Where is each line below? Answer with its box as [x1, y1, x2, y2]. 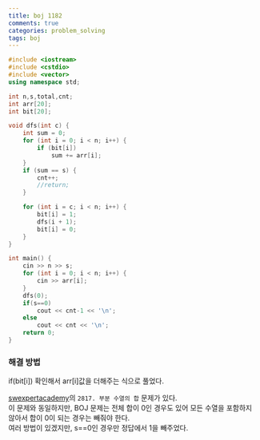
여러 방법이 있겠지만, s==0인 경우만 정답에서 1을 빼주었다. [8, 423, 189, 433]
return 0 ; [22, 329, 56, 337]
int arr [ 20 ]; [8, 100, 52, 108]
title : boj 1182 [8, 11, 62, 20]
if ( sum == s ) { [22, 166, 78, 174]
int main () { [8, 255, 52, 263]
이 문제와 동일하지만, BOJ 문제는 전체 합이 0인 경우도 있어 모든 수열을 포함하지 [8, 403, 253, 413]
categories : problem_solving [8, 26, 106, 34]
